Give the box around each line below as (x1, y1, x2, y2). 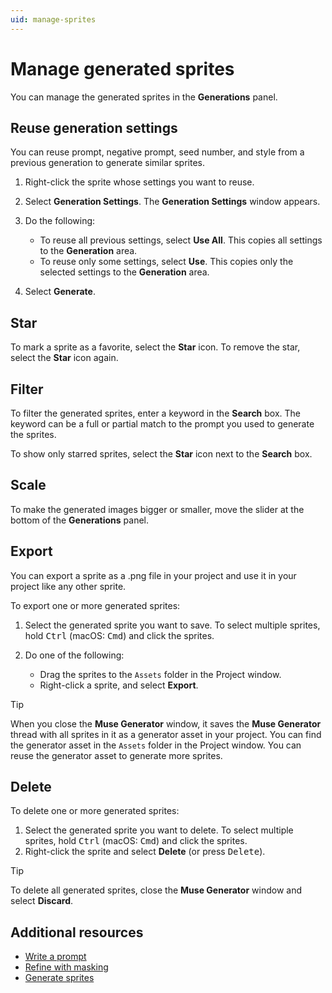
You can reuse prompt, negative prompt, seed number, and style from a (10, 146, 305, 158)
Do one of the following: (24, 649, 125, 661)
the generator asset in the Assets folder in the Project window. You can (10, 739, 302, 751)
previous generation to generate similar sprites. (10, 157, 205, 169)
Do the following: (24, 215, 96, 227)
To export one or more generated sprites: (10, 599, 181, 611)
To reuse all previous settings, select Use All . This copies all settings (39, 234, 323, 246)
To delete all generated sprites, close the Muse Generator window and (10, 884, 303, 896)
